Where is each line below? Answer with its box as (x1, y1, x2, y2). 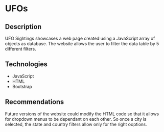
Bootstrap (12, 83, 32, 89)
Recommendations (5, 98, 64, 106)
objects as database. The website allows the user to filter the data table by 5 (5, 41, 159, 47)
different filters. (5, 46, 36, 52)
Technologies (5, 60, 48, 69)
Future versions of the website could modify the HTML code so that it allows (5, 111, 159, 117)
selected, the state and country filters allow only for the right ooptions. (5, 121, 147, 127)
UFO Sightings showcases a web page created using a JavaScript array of (5, 35, 155, 41)
